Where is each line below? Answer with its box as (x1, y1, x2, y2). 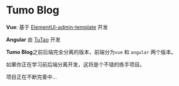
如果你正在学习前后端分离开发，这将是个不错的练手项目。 (6, 61, 145, 68)
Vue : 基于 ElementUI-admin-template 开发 (6, 23, 109, 30)
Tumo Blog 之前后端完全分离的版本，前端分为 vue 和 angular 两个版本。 (6, 48, 177, 56)
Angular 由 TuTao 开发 (6, 36, 61, 43)
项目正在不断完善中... (6, 73, 58, 80)
